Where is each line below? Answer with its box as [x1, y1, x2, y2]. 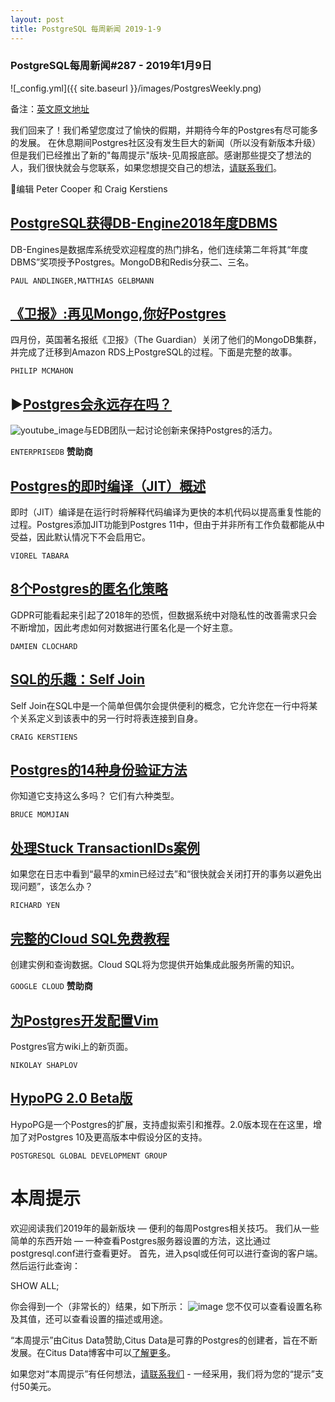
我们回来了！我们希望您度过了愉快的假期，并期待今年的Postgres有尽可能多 [10, 124, 319, 136]
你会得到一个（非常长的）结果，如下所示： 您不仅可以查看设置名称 [10, 1300, 323, 1312]
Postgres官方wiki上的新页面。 [10, 1040, 134, 1052]
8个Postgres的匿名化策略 [10, 581, 168, 598]
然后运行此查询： [10, 1259, 81, 1271]
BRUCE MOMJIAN [10, 810, 70, 820]
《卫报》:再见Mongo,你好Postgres [10, 306, 227, 322]
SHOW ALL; [10, 1279, 60, 1291]
